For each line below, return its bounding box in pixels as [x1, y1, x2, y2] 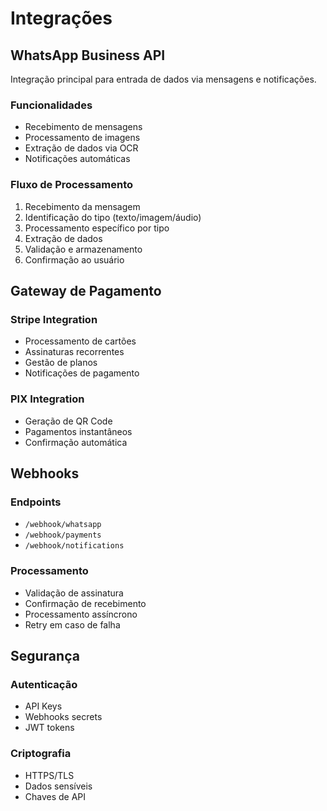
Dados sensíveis [24, 780, 93, 792]
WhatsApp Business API [10, 47, 166, 64]
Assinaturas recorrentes [24, 346, 125, 358]
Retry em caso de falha [24, 618, 121, 631]
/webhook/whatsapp [24, 520, 102, 530]
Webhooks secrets [24, 711, 103, 723]
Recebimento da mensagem [24, 200, 141, 212]
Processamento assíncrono [24, 608, 138, 620]
